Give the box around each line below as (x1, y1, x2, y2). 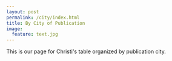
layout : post (6, 8, 39, 15)
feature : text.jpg (12, 31, 59, 37)
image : (6, 25, 23, 32)
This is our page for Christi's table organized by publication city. (6, 48, 167, 55)
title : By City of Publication (6, 20, 85, 26)
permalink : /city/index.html (6, 14, 80, 21)
